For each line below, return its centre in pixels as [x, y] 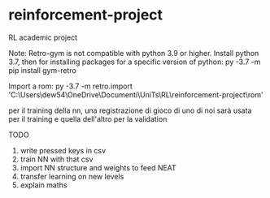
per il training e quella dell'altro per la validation [88, 118]
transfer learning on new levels [72, 176]
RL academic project [43, 37]
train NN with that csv [57, 159]
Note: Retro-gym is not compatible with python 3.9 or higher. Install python [134, 53]
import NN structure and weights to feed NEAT [98, 167]
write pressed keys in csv [63, 150]
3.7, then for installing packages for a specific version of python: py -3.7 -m [135, 62]
